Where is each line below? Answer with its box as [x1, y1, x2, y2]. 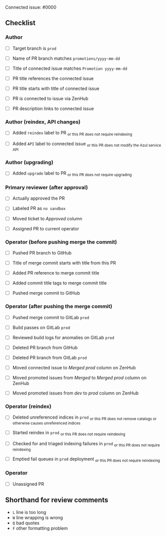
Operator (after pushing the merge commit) [5, 303, 112, 310]
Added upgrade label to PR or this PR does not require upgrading [12, 170, 132, 178]
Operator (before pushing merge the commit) [5, 238, 117, 245]
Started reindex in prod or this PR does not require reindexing [12, 430, 125, 437]
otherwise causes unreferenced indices [12, 421, 81, 426]
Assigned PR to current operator [12, 225, 79, 231]
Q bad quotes [12, 519, 40, 526]
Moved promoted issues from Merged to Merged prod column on [12, 374, 146, 380]
